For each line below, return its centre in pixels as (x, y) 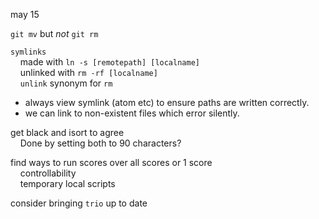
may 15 (25, 14)
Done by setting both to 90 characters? (100, 143)
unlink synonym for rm (66, 83)
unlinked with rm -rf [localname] (88, 72)
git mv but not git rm (54, 33)
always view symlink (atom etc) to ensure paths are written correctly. (167, 102)
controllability (48, 173)
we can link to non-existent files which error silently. (132, 113)
